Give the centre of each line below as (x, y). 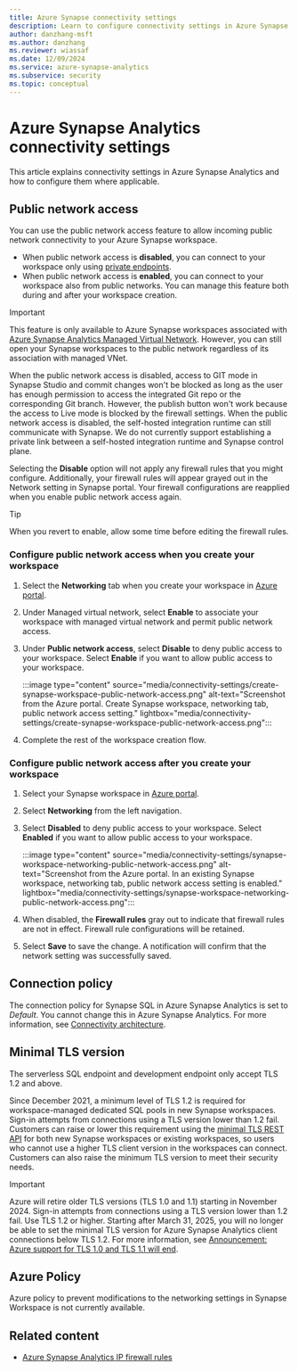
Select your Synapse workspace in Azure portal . (111, 793)
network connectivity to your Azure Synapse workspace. (113, 240)
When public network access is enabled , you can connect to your (143, 277)
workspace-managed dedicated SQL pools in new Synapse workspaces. (142, 1110)
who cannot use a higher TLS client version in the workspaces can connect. (148, 1148)
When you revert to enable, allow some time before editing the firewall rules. (149, 532)
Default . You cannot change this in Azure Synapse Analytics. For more (138, 1014)
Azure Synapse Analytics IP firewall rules (97, 1358)
